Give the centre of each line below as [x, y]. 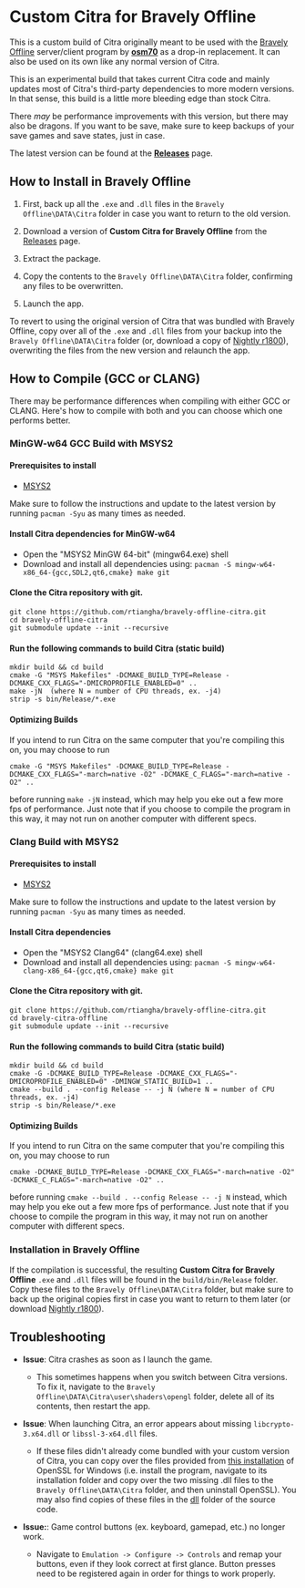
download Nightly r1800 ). [57, 1308]
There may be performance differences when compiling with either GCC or [150, 401]
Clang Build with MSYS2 [64, 842]
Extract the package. [62, 258]
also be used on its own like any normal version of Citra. [115, 61]
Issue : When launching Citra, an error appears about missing [137, 1423]
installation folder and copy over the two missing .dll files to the [155, 1480]
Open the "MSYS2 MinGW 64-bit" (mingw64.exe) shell [126, 554]
